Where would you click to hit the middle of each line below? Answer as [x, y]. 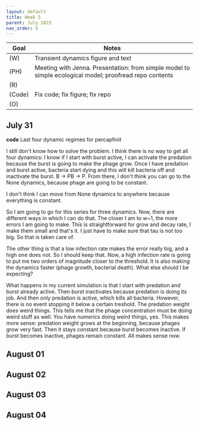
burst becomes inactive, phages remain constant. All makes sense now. [93, 336]
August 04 [26, 415]
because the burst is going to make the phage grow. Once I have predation [97, 164]
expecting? [20, 274]
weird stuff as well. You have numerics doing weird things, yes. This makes [98, 317]
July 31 [20, 125]
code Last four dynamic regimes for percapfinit [64, 139]
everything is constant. [34, 201]
